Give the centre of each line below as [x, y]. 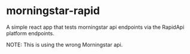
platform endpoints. [30, 33]
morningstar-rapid [53, 11]
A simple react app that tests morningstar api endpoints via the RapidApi [95, 27]
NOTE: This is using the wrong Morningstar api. [65, 45]
